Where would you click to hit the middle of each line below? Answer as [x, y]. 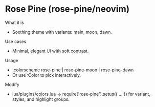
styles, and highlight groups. [41, 99]
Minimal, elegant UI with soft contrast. [50, 51]
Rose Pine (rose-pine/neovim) [67, 9]
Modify [12, 85]
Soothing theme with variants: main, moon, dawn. [62, 32]
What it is [15, 22]
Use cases [16, 41]
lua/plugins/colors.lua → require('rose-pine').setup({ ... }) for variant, [81, 94]
